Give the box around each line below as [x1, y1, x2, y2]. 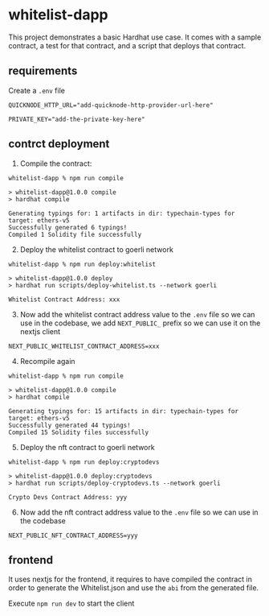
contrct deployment [8, 137, 110, 151]
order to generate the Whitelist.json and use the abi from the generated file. [8, 583, 259, 593]
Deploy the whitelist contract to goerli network [19, 244, 174, 254]
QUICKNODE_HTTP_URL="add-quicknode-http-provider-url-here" [8, 101, 214, 110]
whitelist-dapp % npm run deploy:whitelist [8, 260, 157, 268]
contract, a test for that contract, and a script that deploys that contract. [8, 40, 247, 50]
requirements [8, 64, 78, 78]
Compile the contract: [19, 159, 92, 168]
